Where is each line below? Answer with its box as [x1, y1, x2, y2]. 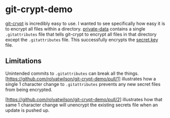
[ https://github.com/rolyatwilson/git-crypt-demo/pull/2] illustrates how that [5, 96, 163, 102]
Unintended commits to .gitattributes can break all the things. [5, 70, 139, 76]
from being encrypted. [5, 86, 52, 93]
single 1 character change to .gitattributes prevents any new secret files [5, 81, 161, 87]
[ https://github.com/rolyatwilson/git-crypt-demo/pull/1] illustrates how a [5, 75, 156, 82]
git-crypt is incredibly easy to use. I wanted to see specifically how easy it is [5, 20, 165, 26]
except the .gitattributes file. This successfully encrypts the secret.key [5, 37, 159, 43]
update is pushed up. [5, 107, 50, 113]
